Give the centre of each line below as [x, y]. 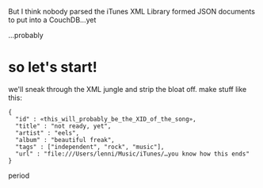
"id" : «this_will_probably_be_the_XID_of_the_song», [106, 119]
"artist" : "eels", [48, 133]
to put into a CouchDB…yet [52, 20]
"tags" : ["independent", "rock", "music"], [90, 147]
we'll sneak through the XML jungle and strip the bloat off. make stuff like [128, 89]
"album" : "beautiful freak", [65, 140]
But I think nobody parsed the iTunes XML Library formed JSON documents [132, 12]
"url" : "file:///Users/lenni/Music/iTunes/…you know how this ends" [132, 154]
